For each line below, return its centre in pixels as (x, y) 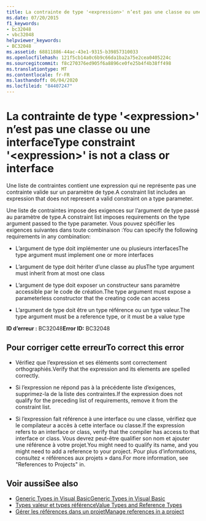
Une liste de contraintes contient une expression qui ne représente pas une (101, 185)
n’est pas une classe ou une (78, 130)
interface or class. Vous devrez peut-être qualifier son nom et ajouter (102, 438)
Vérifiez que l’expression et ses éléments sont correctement (91, 362)
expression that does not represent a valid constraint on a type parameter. (100, 198)
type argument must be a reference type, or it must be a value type (100, 316)
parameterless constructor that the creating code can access (93, 298)
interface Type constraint (71, 143)
